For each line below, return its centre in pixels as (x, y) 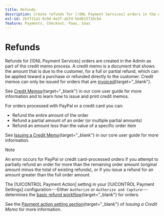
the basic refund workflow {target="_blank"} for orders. (84, 195)
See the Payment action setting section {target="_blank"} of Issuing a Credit (81, 204)
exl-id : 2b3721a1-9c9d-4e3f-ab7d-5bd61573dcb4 (53, 19)
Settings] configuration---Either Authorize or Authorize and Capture (74, 190)
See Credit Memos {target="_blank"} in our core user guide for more (73, 91)
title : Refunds (20, 10)
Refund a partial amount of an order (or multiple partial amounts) (77, 121)
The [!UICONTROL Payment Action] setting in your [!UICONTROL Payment (80, 184)
